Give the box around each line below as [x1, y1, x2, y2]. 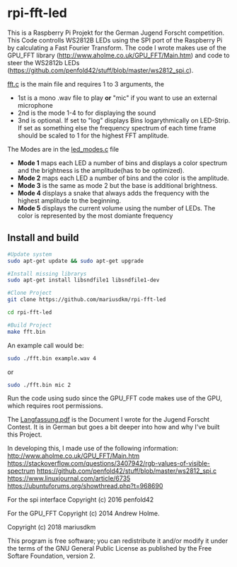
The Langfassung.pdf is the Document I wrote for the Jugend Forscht [7, 415, 210, 424]
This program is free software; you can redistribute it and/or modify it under [7, 537, 229, 545]
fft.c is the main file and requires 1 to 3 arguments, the [7, 79, 165, 88]
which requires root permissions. [7, 402, 103, 410]
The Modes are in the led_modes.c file [7, 145, 119, 153]
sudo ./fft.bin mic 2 [7, 381, 71, 388]
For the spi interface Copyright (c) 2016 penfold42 [7, 495, 154, 504]
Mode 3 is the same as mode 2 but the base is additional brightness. [17, 181, 218, 189]
